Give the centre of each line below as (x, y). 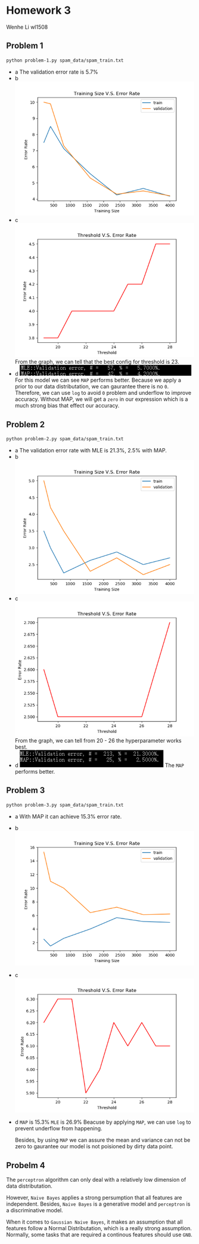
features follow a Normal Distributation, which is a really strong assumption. (99, 1228)
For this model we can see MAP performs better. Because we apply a (98, 380)
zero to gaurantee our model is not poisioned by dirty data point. (94, 1146)
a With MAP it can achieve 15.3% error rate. (68, 816)
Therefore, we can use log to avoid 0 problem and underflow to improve (103, 393)
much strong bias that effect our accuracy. (67, 406)
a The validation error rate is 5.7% (56, 72)
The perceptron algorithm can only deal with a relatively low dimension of (96, 1180)
